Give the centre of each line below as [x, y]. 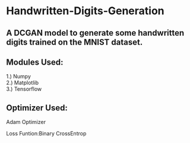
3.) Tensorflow [24, 89]
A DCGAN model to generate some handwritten [95, 33]
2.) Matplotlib [22, 83]
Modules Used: [35, 62]
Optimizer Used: [37, 108]
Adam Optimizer [26, 122]
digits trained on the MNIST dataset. [75, 42]
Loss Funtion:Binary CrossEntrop [46, 134]
